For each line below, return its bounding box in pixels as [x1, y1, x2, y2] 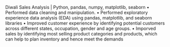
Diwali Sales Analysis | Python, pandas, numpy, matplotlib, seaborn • [5, 4, 150, 10]
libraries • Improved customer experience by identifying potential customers [5, 20, 165, 26]
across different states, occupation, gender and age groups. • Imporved [5, 25, 156, 31]
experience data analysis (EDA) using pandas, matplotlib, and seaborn [5, 15, 152, 20]
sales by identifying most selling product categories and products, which [5, 31, 157, 36]
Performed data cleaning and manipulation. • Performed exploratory [5, 9, 148, 15]
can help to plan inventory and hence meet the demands [5, 36, 123, 42]
